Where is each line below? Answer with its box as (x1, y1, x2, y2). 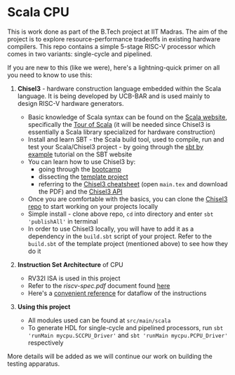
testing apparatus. (7, 359, 60, 368)
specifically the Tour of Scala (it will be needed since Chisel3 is (27, 120, 211, 128)
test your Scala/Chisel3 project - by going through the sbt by (27, 142, 203, 151)
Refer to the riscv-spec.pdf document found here (27, 281, 170, 289)
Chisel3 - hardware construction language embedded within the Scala (17, 84, 222, 93)
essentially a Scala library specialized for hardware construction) (27, 128, 216, 136)
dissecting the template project (38, 172, 128, 181)
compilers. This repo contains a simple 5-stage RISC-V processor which (7, 42, 216, 50)
